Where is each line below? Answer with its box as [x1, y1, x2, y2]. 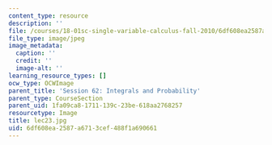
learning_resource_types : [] [8, 72, 107, 80]
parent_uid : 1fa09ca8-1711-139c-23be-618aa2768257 [8, 101, 183, 110]
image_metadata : [8, 42, 63, 50]
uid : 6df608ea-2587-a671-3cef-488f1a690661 [8, 124, 158, 132]
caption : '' [15, 49, 57, 57]
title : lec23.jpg [8, 117, 67, 125]
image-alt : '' [15, 64, 63, 72]
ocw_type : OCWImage [8, 79, 74, 87]
